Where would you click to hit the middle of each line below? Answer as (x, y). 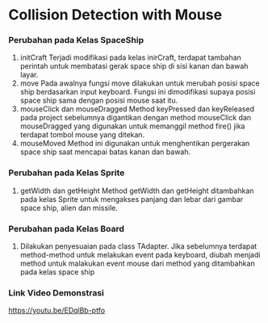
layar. (29, 75)
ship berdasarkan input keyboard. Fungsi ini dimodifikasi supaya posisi (138, 92)
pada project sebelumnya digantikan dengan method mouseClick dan (136, 118)
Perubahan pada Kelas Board (67, 229)
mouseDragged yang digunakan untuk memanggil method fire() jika (132, 126)
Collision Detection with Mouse (115, 15)
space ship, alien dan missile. (69, 208)
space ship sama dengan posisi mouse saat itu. (99, 101)
